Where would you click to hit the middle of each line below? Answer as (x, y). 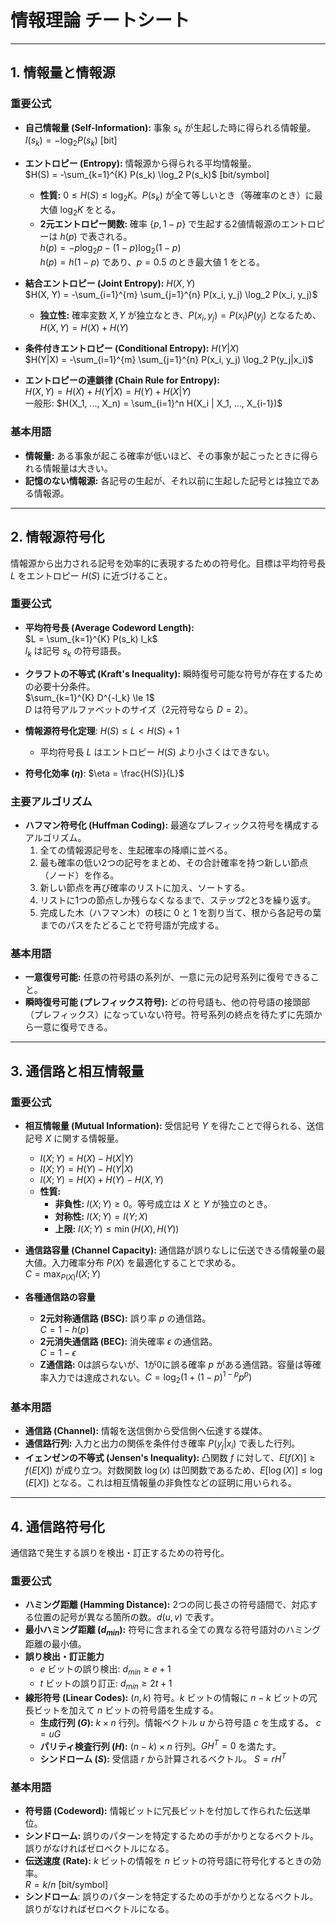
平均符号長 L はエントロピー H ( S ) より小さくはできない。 (157, 752)
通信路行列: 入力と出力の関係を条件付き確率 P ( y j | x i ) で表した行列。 (162, 1444)
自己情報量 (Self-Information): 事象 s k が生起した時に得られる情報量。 (170, 128)
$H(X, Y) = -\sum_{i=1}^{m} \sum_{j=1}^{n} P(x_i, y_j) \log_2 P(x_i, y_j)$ (171, 294)
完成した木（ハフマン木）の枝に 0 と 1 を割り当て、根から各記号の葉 (180, 912)
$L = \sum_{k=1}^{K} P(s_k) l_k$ (91, 638)
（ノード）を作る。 (79, 875)
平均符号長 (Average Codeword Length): (109, 627)
